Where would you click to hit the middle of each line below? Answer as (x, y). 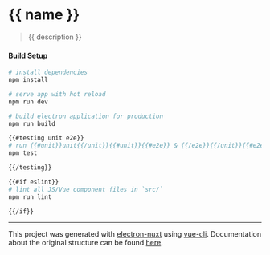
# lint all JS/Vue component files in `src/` (86, 189)
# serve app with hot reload (57, 94)
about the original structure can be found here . (86, 243)
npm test (23, 153)
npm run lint (30, 197)
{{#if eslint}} (34, 182)
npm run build (32, 123)
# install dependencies (48, 73)
